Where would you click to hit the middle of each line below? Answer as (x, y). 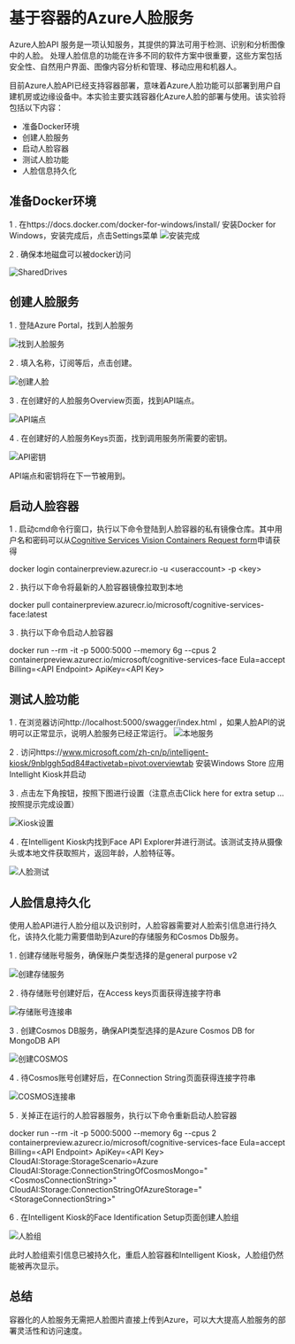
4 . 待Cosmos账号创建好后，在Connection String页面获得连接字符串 (132, 1078)
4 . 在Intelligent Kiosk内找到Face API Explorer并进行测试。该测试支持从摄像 (146, 842)
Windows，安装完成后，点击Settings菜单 (83, 235)
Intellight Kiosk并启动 (48, 774)
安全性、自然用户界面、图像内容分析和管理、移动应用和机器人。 (125, 66)
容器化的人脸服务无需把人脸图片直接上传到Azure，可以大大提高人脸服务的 (144, 1319)
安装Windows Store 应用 (240, 764)
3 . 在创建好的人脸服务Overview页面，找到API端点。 (104, 400)
